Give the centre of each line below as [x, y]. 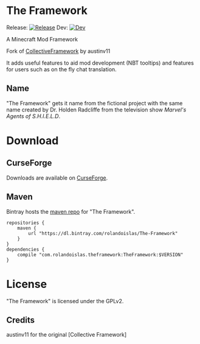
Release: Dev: [37, 27]
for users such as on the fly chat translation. [61, 69]
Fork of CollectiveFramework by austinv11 [58, 51]
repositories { [26, 223]
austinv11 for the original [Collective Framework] [67, 335]
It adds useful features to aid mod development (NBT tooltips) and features [100, 63]
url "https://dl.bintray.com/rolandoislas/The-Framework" [103, 233]
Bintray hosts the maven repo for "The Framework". [71, 211]
